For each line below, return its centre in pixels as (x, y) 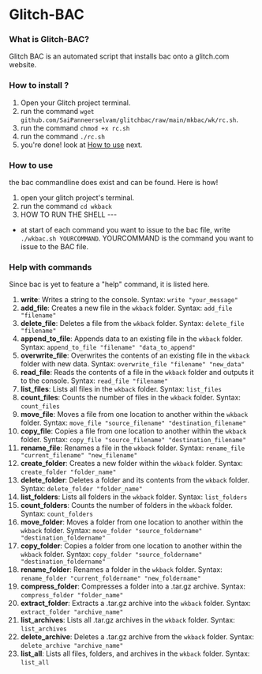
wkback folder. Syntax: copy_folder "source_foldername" (111, 555)
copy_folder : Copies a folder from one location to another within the (131, 546)
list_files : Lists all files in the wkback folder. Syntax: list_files (121, 389)
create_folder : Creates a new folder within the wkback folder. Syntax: (131, 464)
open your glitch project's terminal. (77, 198)
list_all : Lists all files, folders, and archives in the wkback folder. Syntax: (135, 653)
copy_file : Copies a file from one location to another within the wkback (133, 431)
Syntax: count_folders (57, 514)
